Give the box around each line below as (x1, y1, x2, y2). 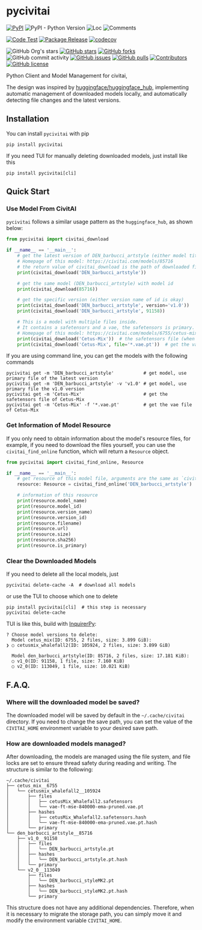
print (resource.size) (17, 531, 71, 537)
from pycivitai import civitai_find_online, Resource (6, 459, 144, 465)
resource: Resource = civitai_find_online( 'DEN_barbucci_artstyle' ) (17, 481, 192, 487)
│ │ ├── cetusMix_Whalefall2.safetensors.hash (6, 814, 147, 820)
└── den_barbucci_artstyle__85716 (6, 830, 93, 837)
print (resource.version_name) (17, 509, 93, 515)
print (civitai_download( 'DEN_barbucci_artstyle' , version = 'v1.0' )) (17, 302, 189, 308)
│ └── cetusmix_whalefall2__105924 (6, 788, 101, 794)
